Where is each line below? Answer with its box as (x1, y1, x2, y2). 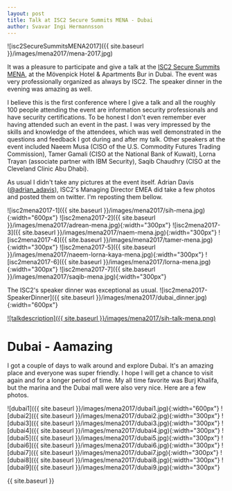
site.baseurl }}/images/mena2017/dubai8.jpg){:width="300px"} (40, 456, 220, 465)
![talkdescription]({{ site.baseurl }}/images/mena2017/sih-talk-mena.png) (7, 314, 216, 322)
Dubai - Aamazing (7, 338, 113, 354)
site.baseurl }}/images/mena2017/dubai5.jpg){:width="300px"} (40, 434, 220, 442)
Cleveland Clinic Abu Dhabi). (7, 164, 89, 173)
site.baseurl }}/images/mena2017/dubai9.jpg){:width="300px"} (40, 463, 220, 472)
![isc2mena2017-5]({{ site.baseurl (59, 243, 156, 252)
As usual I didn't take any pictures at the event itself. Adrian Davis (7, 178, 194, 187)
